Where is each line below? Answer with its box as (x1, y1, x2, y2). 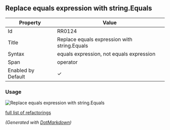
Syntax (8, 50, 24, 57)
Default (8, 73, 25, 80)
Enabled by (8, 67, 34, 74)
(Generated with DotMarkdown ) (5, 119, 72, 125)
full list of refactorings (5, 110, 52, 116)
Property (19, 19, 41, 26)
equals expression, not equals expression (57, 50, 156, 57)
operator (57, 58, 78, 65)
